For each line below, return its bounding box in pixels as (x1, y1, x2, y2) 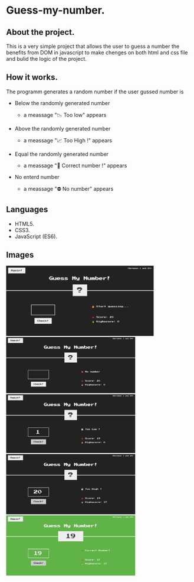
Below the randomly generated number (14, 99, 110, 106)
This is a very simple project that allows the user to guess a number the (6, 43, 180, 50)
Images (6, 250, 34, 260)
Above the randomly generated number (14, 125, 111, 132)
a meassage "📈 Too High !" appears (23, 136, 113, 144)
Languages (6, 204, 48, 214)
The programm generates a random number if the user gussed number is (6, 88, 184, 95)
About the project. (6, 27, 75, 37)
